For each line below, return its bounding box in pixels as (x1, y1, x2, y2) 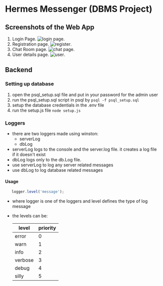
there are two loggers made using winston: (12, 130, 99, 136)
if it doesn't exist (12, 151, 46, 157)
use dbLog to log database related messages (12, 167, 103, 173)
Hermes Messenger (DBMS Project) (5, 3, 153, 15)
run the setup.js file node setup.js (12, 107, 81, 113)
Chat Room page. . (12, 47, 75, 52)
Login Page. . (12, 36, 65, 42)
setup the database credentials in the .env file (12, 102, 104, 108)
